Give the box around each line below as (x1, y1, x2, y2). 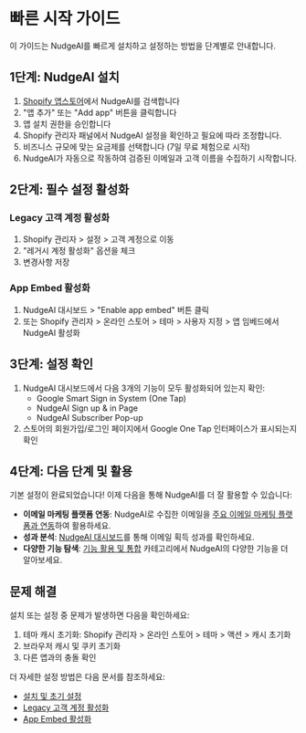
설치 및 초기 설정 (22, 691, 82, 702)
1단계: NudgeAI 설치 (9, 69, 121, 85)
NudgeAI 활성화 (22, 327, 80, 338)
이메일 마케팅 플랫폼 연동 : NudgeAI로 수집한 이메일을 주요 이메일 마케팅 (22, 508, 277, 520)
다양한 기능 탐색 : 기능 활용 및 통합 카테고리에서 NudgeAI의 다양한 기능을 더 (22, 543, 289, 554)
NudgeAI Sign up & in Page (36, 403, 139, 414)
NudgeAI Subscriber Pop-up (36, 412, 143, 423)
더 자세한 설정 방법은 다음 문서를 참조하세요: (9, 672, 166, 683)
